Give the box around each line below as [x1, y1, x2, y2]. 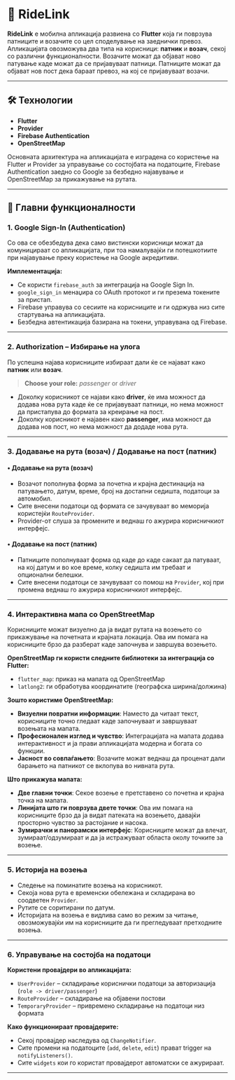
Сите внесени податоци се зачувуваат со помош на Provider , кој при [17, 578, 225, 587]
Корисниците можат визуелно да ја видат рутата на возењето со [7, 625, 202, 634]
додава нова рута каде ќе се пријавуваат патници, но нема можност [17, 399, 224, 409]
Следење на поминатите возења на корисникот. [17, 881, 163, 889]
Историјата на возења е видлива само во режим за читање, [17, 910, 199, 919]
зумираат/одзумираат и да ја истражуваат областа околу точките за [17, 833, 224, 842]
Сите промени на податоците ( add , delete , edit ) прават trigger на [17, 1044, 212, 1052]
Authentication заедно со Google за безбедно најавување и [7, 168, 184, 176]
